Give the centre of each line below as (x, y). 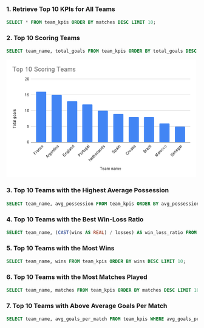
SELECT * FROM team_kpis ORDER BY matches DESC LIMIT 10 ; (81, 22)
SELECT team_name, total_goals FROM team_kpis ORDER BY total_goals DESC (102, 51)
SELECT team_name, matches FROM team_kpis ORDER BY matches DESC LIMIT (99, 290)
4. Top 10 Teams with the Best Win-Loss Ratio (75, 219)
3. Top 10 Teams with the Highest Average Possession (87, 190)
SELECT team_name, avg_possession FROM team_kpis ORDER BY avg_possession (103, 204)
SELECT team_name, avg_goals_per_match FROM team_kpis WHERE (85, 319)
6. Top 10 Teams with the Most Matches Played (77, 276)
